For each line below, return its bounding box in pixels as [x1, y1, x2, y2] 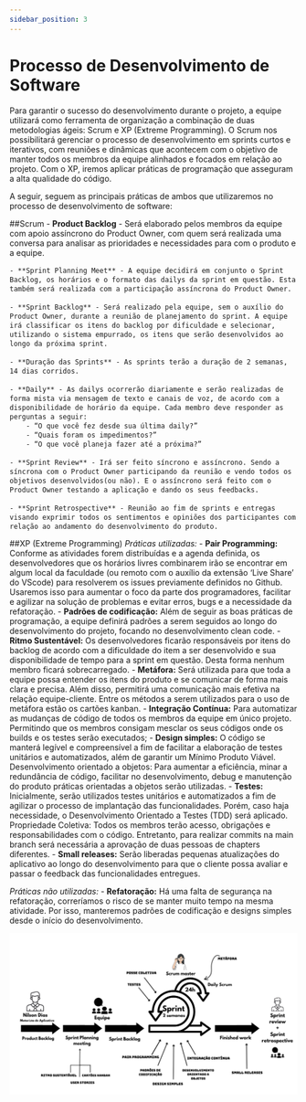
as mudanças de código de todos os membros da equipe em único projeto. [9, 713, 292, 724]
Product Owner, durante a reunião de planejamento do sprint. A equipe [9, 312, 288, 321]
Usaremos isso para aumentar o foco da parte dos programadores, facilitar [9, 586, 291, 598]
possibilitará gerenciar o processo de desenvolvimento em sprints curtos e [9, 133, 291, 145]
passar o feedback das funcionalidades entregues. [9, 868, 201, 879]
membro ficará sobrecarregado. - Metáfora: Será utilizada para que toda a [9, 663, 290, 675]
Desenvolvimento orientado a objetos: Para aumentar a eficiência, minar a [9, 761, 288, 772]
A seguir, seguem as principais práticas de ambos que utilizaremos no [9, 190, 274, 201]
